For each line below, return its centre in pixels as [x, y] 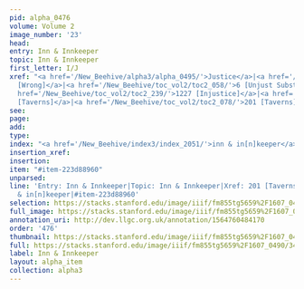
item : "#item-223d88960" [56, 169]
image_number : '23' [46, 34]
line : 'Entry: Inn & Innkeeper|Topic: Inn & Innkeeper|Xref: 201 [135, 187]
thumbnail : [30, 236]
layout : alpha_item [46, 262]
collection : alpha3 [46, 271]
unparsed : [28, 178]
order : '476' [34, 228]
